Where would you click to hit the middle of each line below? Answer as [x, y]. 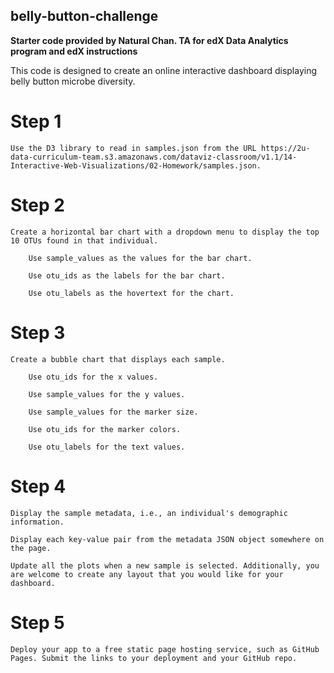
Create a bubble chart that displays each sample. [118, 359]
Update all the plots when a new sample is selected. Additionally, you [165, 565]
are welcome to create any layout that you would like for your [147, 574]
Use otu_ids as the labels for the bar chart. [127, 275]
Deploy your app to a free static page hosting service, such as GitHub [165, 649]
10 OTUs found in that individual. [84, 240]
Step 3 [38, 332]
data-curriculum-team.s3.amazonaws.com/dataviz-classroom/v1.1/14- [154, 157]
